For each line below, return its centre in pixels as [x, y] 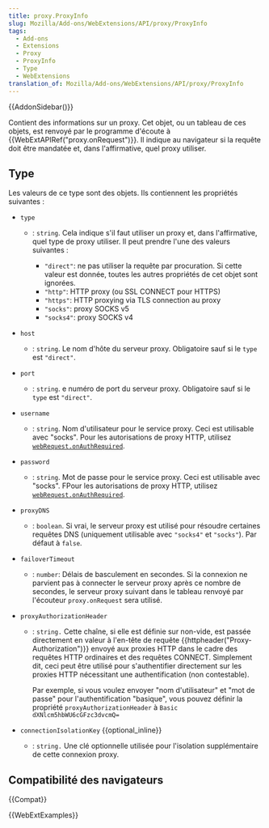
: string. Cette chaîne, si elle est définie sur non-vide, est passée [141, 631]
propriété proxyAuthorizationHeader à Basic [105, 707]
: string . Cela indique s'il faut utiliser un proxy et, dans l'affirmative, [145, 233]
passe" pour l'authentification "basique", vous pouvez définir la [137, 699]
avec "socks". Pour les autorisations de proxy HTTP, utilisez [132, 437]
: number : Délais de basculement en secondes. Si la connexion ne [140, 575]
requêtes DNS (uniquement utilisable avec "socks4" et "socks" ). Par [144, 534]
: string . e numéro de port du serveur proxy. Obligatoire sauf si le [141, 389]
